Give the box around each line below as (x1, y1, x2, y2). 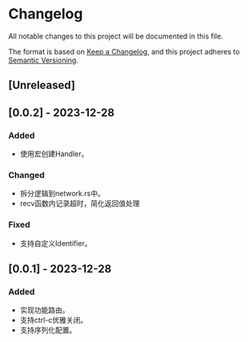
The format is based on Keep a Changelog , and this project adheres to (8, 46, 240, 56)
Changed (8, 169, 46, 180)
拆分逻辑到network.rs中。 (19, 189, 106, 199)
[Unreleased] (8, 78, 76, 92)
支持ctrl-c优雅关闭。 (19, 316, 88, 325)
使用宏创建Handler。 (19, 149, 89, 159)
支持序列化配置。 (19, 325, 77, 335)
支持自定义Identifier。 (19, 238, 92, 248)
